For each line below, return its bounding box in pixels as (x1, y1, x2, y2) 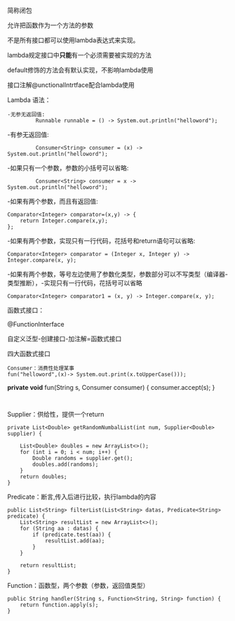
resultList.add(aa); (44, 537, 105, 544)
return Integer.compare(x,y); (20, 217, 109, 224)
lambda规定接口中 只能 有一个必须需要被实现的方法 (7, 51, 152, 59)
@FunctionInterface (7, 320, 65, 328)
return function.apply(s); (20, 601, 99, 608)
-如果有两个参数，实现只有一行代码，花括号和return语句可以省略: (7, 237, 196, 244)
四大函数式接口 (7, 350, 51, 358)
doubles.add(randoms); (32, 461, 99, 468)
